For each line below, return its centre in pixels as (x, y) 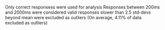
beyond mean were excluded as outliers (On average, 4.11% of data (73, 17)
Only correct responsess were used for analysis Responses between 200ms (82, 7)
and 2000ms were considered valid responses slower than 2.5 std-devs (78, 12)
